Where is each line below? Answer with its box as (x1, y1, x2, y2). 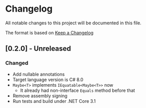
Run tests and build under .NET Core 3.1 (12, 98, 96, 104)
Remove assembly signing (12, 92, 67, 99)
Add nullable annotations (12, 71, 65, 77)
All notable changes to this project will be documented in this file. (5, 20, 142, 26)
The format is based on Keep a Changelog (5, 29, 94, 35)
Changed (5, 59, 29, 66)
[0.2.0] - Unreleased (5, 44, 71, 53)
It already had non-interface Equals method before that (20, 87, 135, 93)
